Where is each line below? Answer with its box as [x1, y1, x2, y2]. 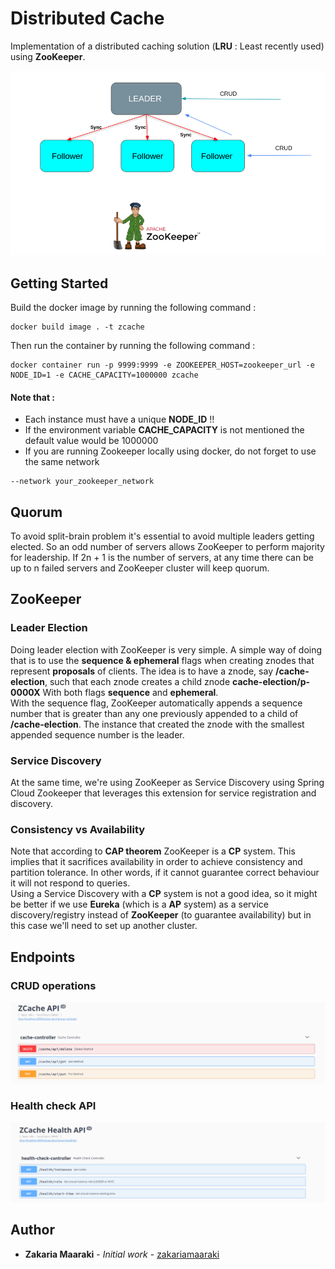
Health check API [10, 1099, 97, 1113]
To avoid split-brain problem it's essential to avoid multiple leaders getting [10, 530, 315, 542]
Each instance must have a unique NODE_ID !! [24, 413, 215, 426]
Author [10, 1222, 55, 1239]
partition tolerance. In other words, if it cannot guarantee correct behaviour [10, 867, 320, 879]
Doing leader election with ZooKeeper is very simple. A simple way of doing [10, 643, 323, 656]
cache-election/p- [232, 675, 311, 687]
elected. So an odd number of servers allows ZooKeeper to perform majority [10, 541, 325, 553]
